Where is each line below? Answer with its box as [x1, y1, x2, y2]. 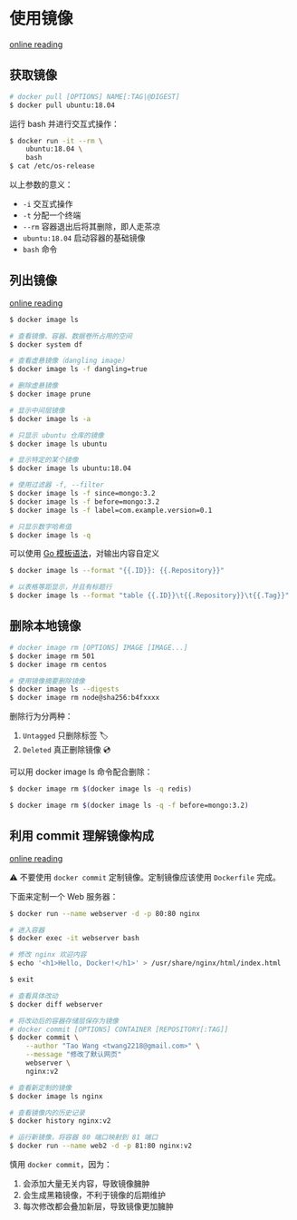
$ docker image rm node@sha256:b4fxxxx [9, 694, 160, 703]
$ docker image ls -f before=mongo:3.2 [9, 497, 160, 507]
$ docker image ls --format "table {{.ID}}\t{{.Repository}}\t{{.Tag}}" [9, 591, 290, 600]
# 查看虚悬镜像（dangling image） [9, 356, 129, 366]
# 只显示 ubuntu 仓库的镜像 [9, 430, 104, 440]
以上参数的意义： [9, 179, 73, 190]
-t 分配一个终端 [22, 210, 81, 221]
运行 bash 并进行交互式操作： [9, 118, 120, 129]
